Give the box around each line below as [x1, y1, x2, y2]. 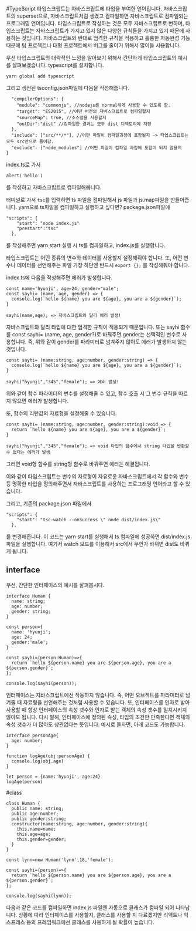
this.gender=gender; [16, 836, 67, 842]
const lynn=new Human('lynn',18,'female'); [6, 856, 114, 863]
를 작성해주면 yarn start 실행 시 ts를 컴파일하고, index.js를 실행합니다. [6, 242, 166, 248]
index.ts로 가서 [6, 161, 41, 168]
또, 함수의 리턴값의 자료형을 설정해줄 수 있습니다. [6, 410, 117, 417]
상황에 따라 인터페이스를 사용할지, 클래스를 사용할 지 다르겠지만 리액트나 [18, 911, 183, 918]
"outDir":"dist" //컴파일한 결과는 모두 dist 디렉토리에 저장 [16, 121, 152, 127]
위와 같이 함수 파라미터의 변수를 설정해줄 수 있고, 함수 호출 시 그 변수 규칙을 [6, 390, 177, 397]
